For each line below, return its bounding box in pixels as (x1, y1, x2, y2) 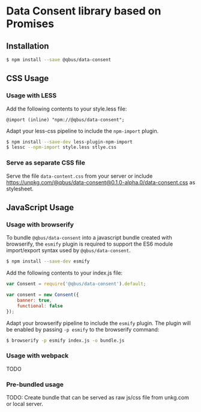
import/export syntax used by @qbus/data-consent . (6, 247, 131, 254)
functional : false (17, 303, 63, 309)
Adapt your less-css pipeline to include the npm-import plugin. (6, 127, 159, 135)
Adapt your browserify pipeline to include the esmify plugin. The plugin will (6, 320, 191, 327)
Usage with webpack (6, 351, 69, 360)
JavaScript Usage (6, 202, 74, 213)
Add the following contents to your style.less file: (6, 105, 127, 112)
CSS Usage (6, 73, 49, 83)
